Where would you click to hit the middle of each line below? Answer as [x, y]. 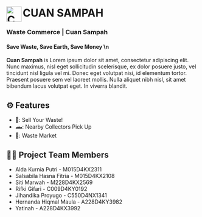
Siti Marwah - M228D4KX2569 [54, 182]
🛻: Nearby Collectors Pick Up [53, 127]
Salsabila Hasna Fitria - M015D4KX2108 [65, 176]
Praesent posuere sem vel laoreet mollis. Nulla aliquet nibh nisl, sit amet [96, 80]
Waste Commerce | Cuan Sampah [57, 32]
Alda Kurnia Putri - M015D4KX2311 [58, 169]
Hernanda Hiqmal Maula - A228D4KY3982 [69, 202]
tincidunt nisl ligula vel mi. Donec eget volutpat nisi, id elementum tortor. [97, 73]
